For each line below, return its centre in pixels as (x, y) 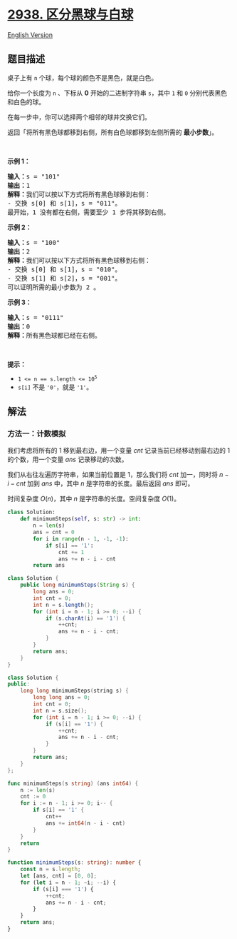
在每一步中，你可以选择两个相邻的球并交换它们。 (79, 117)
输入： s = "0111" (36, 317)
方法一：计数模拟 (37, 434)
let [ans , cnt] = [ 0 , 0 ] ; (59, 876)
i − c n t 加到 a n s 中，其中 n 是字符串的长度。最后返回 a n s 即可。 (101, 483)
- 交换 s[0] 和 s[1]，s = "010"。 (64, 269)
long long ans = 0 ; (62, 698)
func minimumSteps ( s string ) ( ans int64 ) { (73, 783)
